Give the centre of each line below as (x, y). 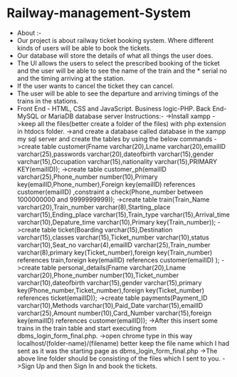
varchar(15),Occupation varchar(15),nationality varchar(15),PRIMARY (117, 161)
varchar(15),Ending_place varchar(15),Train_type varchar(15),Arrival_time (123, 215)
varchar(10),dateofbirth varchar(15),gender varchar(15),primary (109, 282)
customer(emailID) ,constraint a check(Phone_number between (110, 192)
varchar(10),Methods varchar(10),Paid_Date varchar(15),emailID (110, 305)
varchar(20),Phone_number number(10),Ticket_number (98, 275)
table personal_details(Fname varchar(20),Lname (114, 267)
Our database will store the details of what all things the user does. (115, 56)
